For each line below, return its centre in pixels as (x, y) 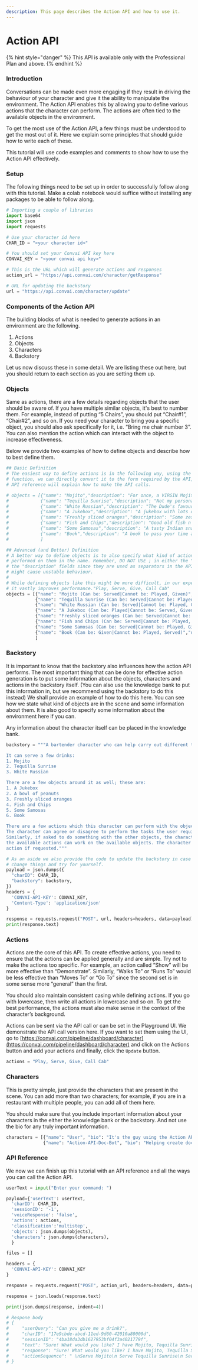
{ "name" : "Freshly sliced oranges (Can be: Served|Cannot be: (113, 616)
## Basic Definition (32, 468)
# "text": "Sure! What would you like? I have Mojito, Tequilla (92, 1345)
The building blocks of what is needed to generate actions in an (83, 319)
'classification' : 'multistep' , (50, 1226)
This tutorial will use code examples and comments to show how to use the (97, 152)
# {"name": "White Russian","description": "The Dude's (91, 506)
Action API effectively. (33, 158)
